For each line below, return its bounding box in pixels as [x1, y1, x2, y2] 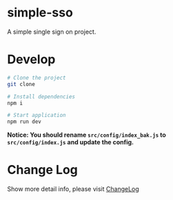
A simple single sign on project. [7, 27, 96, 36]
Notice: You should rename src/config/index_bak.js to [7, 131, 167, 139]
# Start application [7, 112, 67, 119]
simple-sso [7, 5, 74, 21]
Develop [7, 52, 56, 67]
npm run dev [7, 118, 41, 125]
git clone [7, 80, 36, 87]
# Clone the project [7, 74, 67, 81]
